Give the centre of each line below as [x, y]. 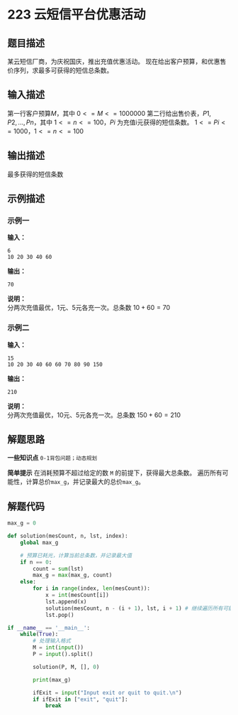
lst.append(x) [66, 601]
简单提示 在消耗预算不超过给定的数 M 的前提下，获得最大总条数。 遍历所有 [115, 473]
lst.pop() [59, 615]
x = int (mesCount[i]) [77, 595]
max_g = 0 [22, 523]
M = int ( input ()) [58, 647]
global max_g [39, 542]
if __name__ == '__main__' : [49, 628]
